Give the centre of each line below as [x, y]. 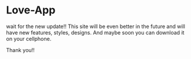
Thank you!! [21, 50]
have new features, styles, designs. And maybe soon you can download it [95, 32]
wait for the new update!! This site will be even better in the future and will [95, 26]
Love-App [31, 10]
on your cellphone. [29, 39]
